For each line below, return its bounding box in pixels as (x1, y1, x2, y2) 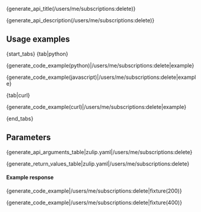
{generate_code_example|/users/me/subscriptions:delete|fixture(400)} (6, 199, 182, 206)
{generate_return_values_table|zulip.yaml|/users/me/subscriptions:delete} (6, 160, 190, 167)
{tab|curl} (6, 92, 30, 99)
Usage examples (6, 34, 70, 45)
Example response (6, 174, 54, 181)
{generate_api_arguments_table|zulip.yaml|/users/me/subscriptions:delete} (6, 148, 193, 155)
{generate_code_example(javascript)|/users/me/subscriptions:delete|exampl (6, 73, 196, 81)
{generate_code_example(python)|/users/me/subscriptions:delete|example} (6, 61, 194, 69)
